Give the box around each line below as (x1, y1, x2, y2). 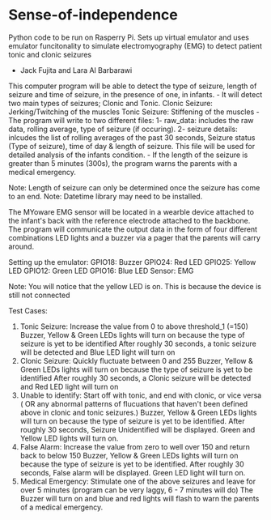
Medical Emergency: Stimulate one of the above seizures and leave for (19, 476, 256, 486)
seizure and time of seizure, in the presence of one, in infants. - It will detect (8, 89, 263, 99)
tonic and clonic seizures (8, 49, 92, 59)
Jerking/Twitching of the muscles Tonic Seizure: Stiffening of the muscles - (8, 107, 260, 117)
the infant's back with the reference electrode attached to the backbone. (8, 215, 251, 225)
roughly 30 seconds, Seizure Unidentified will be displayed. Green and (19, 424, 256, 434)
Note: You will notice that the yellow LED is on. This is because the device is (8, 281, 261, 291)
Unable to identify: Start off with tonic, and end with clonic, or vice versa (19, 390, 262, 400)
